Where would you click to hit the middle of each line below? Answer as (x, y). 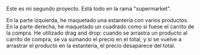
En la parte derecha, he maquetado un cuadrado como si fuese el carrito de (100, 27)
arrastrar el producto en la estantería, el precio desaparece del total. (91, 45)
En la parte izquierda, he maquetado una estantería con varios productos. (97, 20)
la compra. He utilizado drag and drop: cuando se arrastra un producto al (97, 33)
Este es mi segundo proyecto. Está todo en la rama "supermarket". (89, 9)
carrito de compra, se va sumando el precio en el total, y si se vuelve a (94, 39)
